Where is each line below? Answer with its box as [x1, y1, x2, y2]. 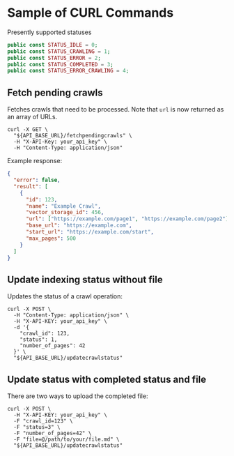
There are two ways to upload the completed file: [7, 392, 148, 400]
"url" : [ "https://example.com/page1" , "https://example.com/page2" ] [25, 215, 229, 222]
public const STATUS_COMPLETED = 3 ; [7, 61, 114, 68]
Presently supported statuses [7, 28, 92, 36]
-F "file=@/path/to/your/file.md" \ [13, 436, 120, 443]
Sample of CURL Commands [7, 5, 174, 21]
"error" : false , [13, 176, 61, 183]
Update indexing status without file [7, 273, 163, 285]
